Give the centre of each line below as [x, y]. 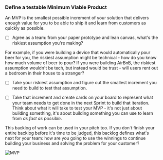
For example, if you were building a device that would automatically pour [78, 53]
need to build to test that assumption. [49, 88]
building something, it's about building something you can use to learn [82, 113]
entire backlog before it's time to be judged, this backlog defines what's [77, 133]
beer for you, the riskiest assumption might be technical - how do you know [81, 58]
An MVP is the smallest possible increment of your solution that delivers [77, 18]
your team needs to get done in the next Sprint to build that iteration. [81, 103]
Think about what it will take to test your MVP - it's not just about [77, 108]
